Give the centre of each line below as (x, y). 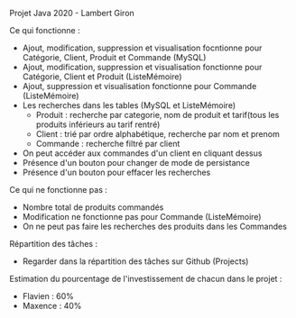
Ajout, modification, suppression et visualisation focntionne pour (142, 48)
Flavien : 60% (48, 296)
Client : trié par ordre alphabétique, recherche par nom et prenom (157, 134)
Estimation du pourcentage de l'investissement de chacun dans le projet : (146, 279)
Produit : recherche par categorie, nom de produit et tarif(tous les (157, 115)
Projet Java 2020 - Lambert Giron (72, 13)
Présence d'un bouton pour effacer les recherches (116, 172)
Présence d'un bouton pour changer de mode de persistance (136, 163)
